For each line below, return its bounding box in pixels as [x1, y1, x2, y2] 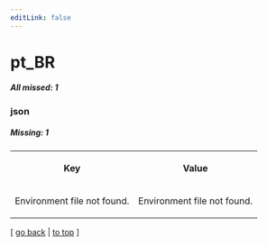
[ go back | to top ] [10, 226, 79, 237]
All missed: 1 [10, 82, 59, 93]
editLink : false [10, 13, 71, 23]
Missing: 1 [10, 127, 49, 138]
